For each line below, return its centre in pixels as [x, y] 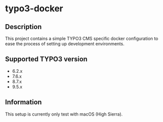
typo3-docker [34, 9]
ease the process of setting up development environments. [65, 44]
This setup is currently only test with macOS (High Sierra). [64, 114]
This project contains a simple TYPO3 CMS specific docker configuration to [82, 38]
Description [23, 27]
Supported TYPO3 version [46, 59]
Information [24, 102]
